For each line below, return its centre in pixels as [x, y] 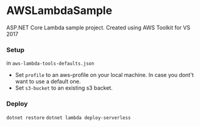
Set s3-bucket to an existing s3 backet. [64, 88]
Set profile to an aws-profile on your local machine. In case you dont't [104, 75]
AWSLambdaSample [59, 11]
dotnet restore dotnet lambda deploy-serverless [69, 118]
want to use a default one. [48, 82]
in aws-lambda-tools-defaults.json [50, 63]
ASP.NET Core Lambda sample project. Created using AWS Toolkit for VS [98, 27]
